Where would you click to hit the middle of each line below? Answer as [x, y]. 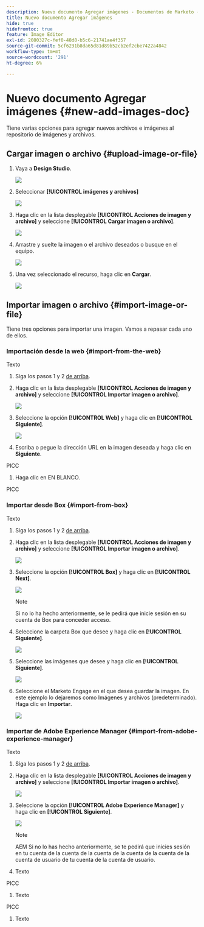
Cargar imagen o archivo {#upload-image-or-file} [102, 154]
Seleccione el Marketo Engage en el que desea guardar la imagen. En [102, 691]
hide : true [20, 23]
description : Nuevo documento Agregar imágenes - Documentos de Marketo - [103, 12]
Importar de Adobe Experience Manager [67, 731]
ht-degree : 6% [24, 63]
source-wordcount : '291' [38, 57]
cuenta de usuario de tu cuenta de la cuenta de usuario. [85, 859]
